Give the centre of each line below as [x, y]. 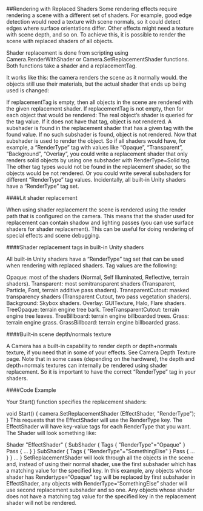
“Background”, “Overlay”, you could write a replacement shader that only [97, 154]
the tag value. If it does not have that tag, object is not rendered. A [89, 122]
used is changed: [28, 90]
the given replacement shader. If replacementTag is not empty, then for [95, 108]
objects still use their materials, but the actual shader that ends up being [96, 84]
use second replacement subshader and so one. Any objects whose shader [101, 490]
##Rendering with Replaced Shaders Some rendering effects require [92, 9]
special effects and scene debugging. [53, 235]
